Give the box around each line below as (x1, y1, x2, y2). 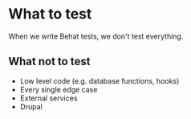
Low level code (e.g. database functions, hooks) (19, 76, 180, 85)
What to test (8, 5, 92, 23)
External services (19, 93, 78, 103)
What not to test (8, 55, 91, 68)
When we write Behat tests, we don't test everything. (8, 31, 184, 41)
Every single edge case (19, 84, 98, 94)
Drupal (19, 101, 43, 111)
